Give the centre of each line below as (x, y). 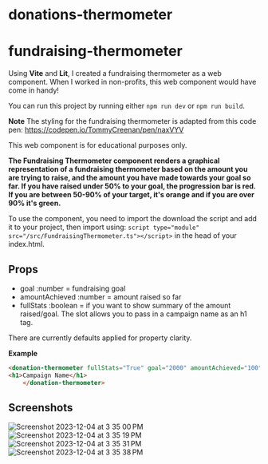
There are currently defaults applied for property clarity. (100, 338)
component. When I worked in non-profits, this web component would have (132, 82)
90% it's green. (35, 203)
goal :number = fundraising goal (73, 288)
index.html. (27, 244)
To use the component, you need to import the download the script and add (133, 219)
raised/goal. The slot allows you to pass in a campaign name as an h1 (133, 314)
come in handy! (34, 90)
